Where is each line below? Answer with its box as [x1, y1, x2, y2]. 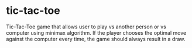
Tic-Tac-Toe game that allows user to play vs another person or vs [6, 23, 167, 30]
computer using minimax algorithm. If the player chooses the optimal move [6, 29, 187, 36]
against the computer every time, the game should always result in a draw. [6, 35, 186, 42]
